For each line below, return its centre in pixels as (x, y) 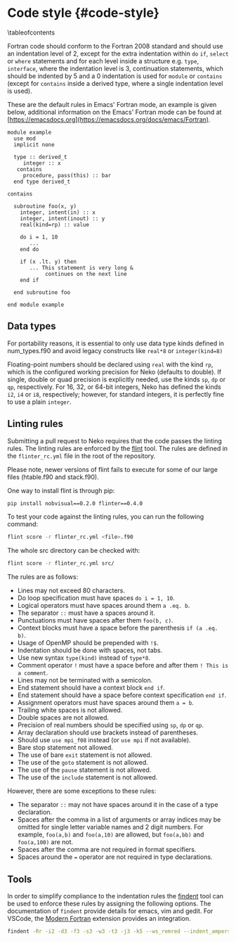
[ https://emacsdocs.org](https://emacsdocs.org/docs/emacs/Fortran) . (109, 119)
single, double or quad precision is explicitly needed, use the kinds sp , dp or (117, 379)
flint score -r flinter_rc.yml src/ (61, 564)
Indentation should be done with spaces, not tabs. (90, 650)
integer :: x (42, 163)
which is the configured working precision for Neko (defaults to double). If (114, 371)
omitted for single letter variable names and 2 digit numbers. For (110, 827)
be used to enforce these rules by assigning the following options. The (109, 903)
